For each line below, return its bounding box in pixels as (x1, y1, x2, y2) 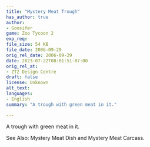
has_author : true (6, 14, 49, 20)
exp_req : (6, 36, 28, 42)
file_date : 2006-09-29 (6, 47, 62, 53)
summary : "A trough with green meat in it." (6, 101, 117, 108)
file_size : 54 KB (6, 42, 49, 48)
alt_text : (6, 85, 31, 91)
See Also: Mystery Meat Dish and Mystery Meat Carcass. (6, 134, 145, 141)
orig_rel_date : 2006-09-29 (6, 52, 72, 58)
